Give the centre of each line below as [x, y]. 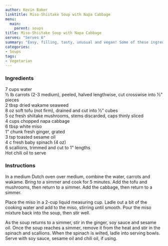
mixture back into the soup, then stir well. [48, 213]
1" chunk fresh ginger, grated [35, 131]
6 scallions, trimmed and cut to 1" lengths [48, 147]
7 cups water [19, 89]
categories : [17, 47]
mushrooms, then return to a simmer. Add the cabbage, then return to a [79, 187]
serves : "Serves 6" [25, 38]
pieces [12, 100]
